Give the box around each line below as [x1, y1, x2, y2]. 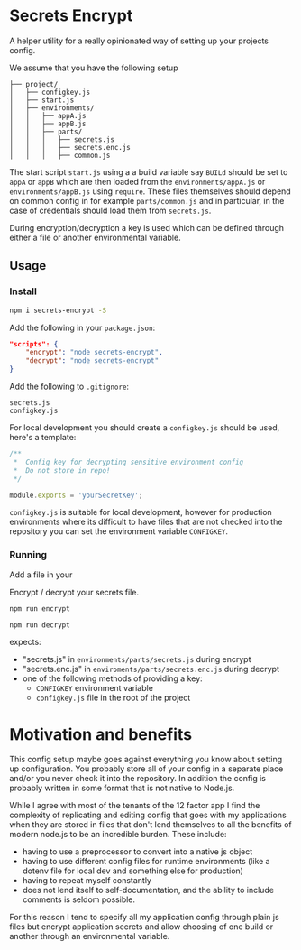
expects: [9, 637, 42, 648]
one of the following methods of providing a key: [22, 673, 203, 684]
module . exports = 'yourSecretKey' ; [9, 491, 143, 500]
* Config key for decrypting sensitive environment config [13, 457, 244, 466]
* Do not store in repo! [13, 466, 111, 475]
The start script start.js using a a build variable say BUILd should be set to [9, 166, 288, 177]
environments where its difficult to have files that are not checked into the [9, 516, 283, 528]
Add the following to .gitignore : [9, 381, 129, 392]
